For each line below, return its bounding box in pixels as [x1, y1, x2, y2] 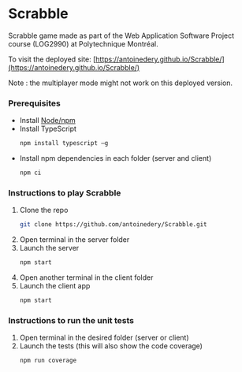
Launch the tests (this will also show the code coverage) [19, 341, 203, 351]
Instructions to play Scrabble [8, 187, 121, 198]
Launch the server [19, 244, 80, 253]
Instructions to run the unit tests [8, 314, 135, 325]
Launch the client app [19, 281, 91, 291]
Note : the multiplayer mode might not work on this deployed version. [8, 78, 233, 87]
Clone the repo [19, 206, 69, 215]
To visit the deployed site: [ [8, 54, 96, 64]
